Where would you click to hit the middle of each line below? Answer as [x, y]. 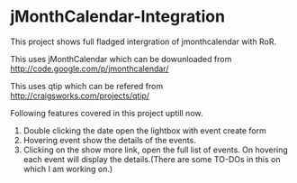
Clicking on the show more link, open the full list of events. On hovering [156, 150]
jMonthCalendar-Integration [118, 17]
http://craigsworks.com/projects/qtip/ [80, 96]
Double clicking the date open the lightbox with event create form [144, 130]
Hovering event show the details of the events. [109, 140]
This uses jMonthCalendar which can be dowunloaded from [121, 59]
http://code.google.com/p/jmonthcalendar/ [90, 69]
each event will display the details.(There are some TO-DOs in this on [152, 159]
